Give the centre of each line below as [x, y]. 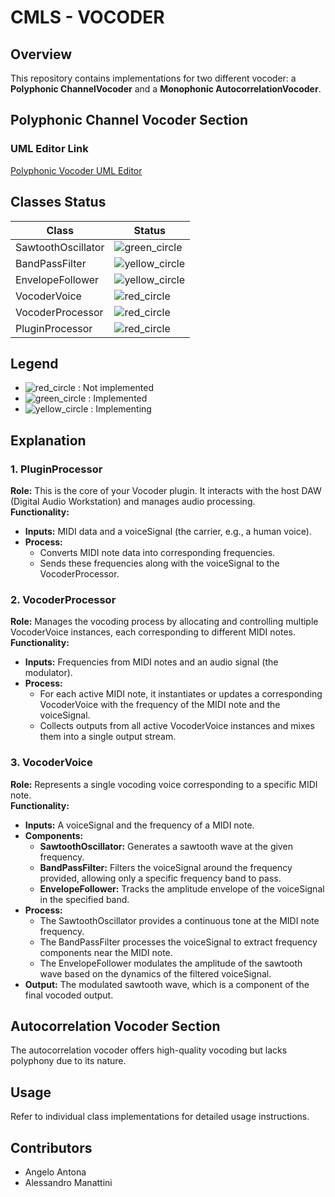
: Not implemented [115, 388]
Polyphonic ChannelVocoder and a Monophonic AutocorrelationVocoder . [166, 89]
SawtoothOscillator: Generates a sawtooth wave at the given [166, 846]
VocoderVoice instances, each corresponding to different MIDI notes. [153, 632]
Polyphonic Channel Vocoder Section [129, 120]
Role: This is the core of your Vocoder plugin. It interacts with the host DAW [166, 490]
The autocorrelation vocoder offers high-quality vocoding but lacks [149, 1050]
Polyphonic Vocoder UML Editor [76, 170]
